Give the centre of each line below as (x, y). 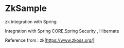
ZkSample (26, 8)
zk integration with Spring (31, 22)
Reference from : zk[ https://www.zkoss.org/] (50, 40)
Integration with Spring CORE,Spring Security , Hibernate (62, 31)
